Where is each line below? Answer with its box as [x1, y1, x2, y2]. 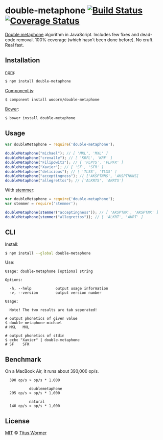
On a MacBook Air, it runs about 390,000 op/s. [5, 368, 99, 374]
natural [29, 399, 45, 404]
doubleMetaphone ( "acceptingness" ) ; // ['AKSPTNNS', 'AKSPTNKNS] [5, 174, 139, 179]
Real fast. [5, 42, 24, 48]
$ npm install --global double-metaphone [5, 251, 91, 256]
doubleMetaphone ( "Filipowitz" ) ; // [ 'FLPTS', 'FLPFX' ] [5, 160, 124, 165]
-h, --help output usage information [9, 286, 109, 291]
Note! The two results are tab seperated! [9, 308, 97, 312]
